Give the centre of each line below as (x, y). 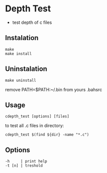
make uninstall (21, 80)
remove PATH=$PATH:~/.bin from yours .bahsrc (54, 89)
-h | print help (26, 162)
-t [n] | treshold (24, 166)
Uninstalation (26, 69)
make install (18, 54)
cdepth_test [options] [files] (37, 116)
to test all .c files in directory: (35, 126)
